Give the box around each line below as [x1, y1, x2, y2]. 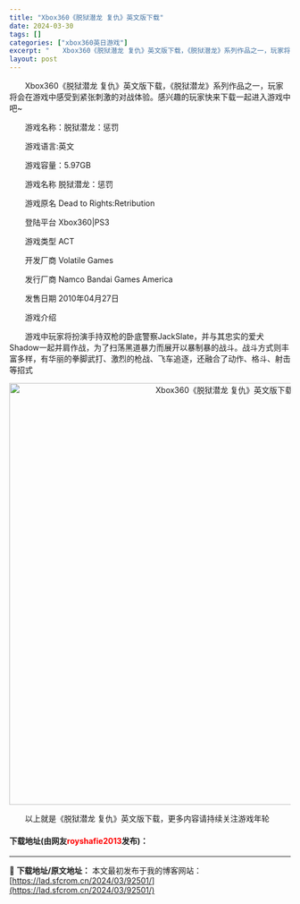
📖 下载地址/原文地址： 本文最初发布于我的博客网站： [9, 866, 203, 876]
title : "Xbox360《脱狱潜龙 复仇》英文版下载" [9, 13, 164, 22]
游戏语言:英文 [24, 141, 75, 151]
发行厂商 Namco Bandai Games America [24, 274, 173, 285]
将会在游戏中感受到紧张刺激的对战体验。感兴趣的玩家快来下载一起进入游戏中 [9, 91, 291, 102]
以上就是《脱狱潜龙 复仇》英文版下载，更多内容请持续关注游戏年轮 [24, 814, 270, 823]
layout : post [9, 55, 58, 64]
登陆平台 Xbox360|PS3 [24, 217, 110, 227]
